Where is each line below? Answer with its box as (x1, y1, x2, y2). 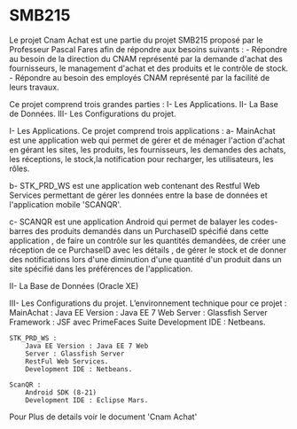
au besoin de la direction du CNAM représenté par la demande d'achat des (9, 53, 284, 64)
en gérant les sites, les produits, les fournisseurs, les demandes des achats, (9, 144, 286, 155)
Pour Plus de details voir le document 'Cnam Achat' (9, 411, 198, 422)
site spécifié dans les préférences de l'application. (9, 263, 193, 274)
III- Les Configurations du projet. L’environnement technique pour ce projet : (9, 298, 287, 308)
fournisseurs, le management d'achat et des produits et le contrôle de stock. (9, 63, 289, 74)
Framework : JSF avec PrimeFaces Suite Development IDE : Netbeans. (9, 316, 266, 327)
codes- (251, 216, 278, 227)
